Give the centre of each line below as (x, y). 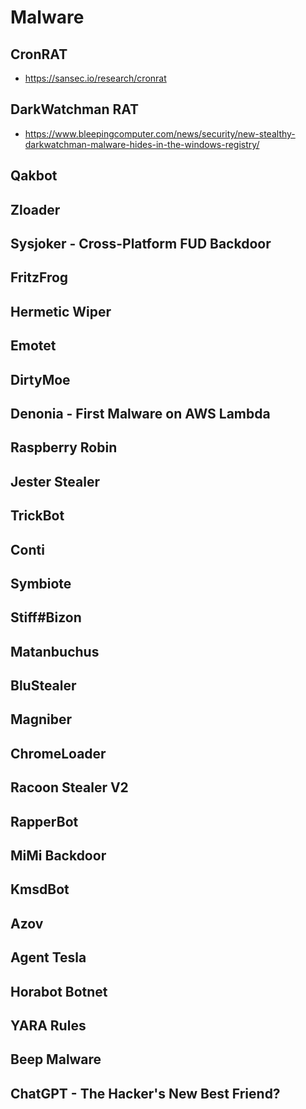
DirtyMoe (40, 379)
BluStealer (43, 686)
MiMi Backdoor (58, 856)
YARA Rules (48, 1025)
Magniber (41, 719)
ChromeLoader (58, 753)
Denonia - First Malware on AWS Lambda (140, 413)
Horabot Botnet (59, 991)
